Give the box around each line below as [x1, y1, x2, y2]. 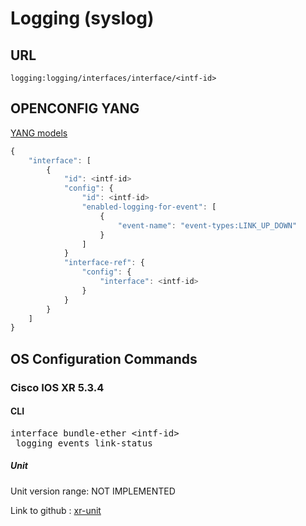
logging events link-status [15, 437, 153, 449]
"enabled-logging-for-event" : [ [81, 202, 217, 212]
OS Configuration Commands [10, 350, 198, 367]
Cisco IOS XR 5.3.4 [10, 380, 105, 394]
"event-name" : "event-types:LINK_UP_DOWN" [117, 220, 298, 231]
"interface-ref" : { [63, 258, 145, 268]
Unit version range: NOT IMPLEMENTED [10, 485, 176, 497]
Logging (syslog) [10, 7, 155, 30]
